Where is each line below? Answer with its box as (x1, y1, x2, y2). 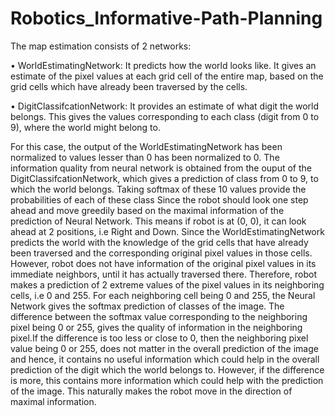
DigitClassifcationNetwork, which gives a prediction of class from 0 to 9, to (10, 172, 319, 184)
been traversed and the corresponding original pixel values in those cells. (10, 247, 313, 259)
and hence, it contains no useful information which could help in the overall (10, 353, 320, 365)
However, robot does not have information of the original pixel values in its (10, 257, 317, 269)
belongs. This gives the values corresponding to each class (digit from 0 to (10, 110, 320, 122)
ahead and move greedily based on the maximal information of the (10, 204, 285, 216)
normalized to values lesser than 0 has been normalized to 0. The (10, 151, 280, 163)
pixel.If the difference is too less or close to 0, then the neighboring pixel (10, 332, 309, 344)
